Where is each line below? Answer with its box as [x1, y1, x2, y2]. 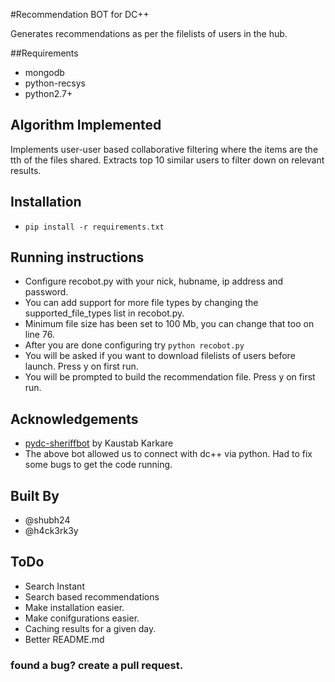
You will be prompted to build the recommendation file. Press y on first [24, 371, 316, 383]
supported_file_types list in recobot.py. [24, 307, 185, 319]
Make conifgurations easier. [24, 612, 140, 624]
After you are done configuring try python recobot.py [24, 339, 245, 351]
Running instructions [10, 249, 145, 266]
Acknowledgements [10, 410, 139, 428]
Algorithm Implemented [10, 117, 162, 134]
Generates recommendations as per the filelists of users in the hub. [10, 28, 288, 39]
